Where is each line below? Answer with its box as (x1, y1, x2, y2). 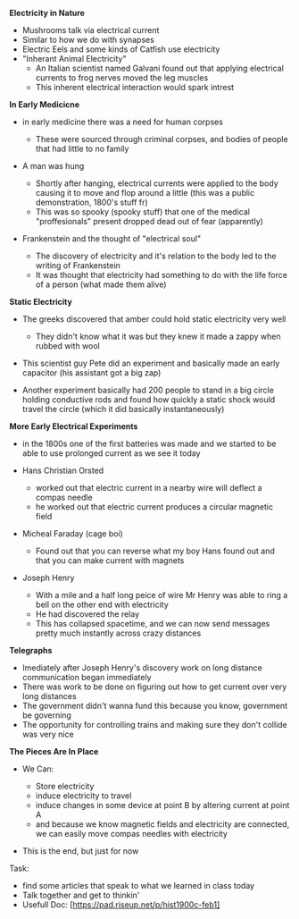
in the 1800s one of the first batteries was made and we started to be (21, 438, 277, 449)
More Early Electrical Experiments (9, 421, 138, 432)
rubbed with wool (35, 341, 100, 351)
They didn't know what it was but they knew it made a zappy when (35, 331, 281, 341)
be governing (21, 710, 71, 721)
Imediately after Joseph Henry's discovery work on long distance (21, 662, 263, 673)
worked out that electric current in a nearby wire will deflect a (35, 483, 262, 493)
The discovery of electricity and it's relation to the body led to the (35, 250, 277, 261)
